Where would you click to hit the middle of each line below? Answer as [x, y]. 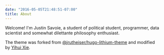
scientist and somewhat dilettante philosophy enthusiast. [62, 33]
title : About [18, 14]
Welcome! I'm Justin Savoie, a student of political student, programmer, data [82, 27]
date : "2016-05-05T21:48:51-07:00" [41, 9]
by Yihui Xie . [18, 47]
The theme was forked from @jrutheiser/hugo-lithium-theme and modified [80, 42]
